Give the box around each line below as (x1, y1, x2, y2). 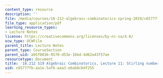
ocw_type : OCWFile (5, 39, 42, 44)
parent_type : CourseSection (5, 47, 62, 52)
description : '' (5, 12, 38, 16)
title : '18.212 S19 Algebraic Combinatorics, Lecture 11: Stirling (5, 61, 145, 66)
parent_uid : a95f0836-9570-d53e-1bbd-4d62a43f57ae (5, 52, 110, 57)
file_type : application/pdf (5, 20, 62, 26)
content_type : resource (5, 7, 53, 12)
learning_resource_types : (5, 25, 57, 30)
